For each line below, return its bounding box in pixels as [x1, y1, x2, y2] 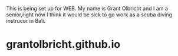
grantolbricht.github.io [6, 38, 121, 51]
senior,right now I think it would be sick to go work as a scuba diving [6, 11, 173, 18]
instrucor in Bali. [6, 17, 46, 24]
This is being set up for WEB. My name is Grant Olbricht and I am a [6, 5, 168, 12]
